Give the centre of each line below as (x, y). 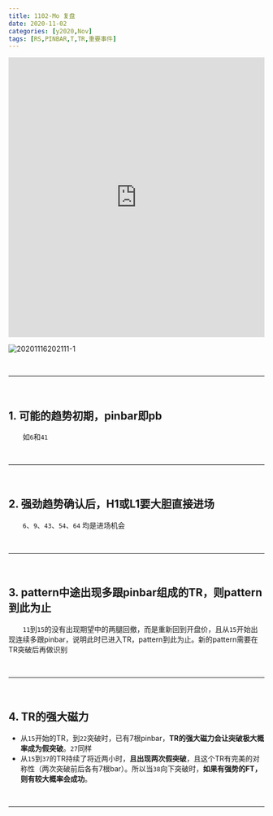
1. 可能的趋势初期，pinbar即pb (85, 416)
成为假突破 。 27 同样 (60, 748)
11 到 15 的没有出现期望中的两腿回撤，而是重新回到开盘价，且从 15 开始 (137, 629)
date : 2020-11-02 (38, 24)
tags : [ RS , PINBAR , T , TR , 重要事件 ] (63, 39)
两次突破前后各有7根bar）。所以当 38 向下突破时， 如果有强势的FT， (152, 768)
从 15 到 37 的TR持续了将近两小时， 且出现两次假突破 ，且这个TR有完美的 (136, 758)
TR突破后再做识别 (38, 649)
